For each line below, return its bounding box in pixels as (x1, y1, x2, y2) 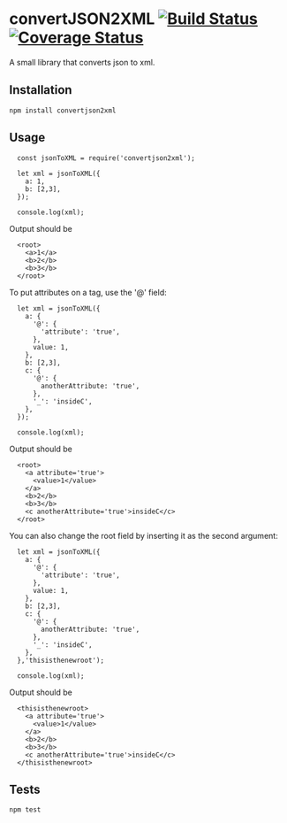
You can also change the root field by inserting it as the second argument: (9, 530, 278, 541)
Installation (9, 82, 72, 97)
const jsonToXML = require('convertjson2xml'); (17, 153, 196, 163)
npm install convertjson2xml (9, 106, 117, 115)
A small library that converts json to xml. (9, 57, 155, 67)
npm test (9, 805, 42, 814)
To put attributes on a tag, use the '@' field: (9, 287, 168, 297)
